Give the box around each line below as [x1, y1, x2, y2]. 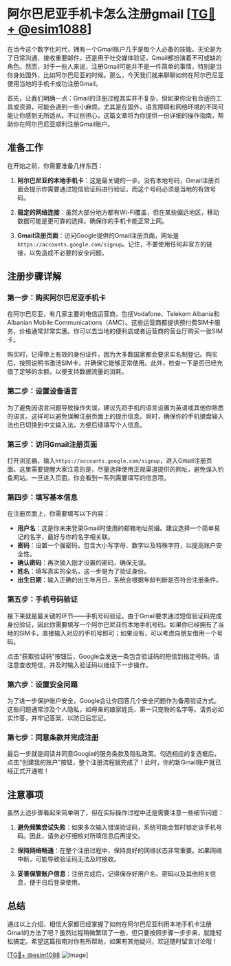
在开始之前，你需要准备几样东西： [7, 161, 104, 169]
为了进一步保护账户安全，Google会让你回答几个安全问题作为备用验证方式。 [7, 696, 221, 704]
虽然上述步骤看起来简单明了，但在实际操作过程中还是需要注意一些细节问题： [7, 808, 224, 817]
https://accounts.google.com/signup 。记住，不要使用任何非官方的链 [16, 240, 213, 248]
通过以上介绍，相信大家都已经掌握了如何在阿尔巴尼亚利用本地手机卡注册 [7, 920, 212, 928]
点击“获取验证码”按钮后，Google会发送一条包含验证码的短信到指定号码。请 [7, 652, 220, 660]
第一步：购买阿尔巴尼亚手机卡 [7, 293, 107, 303]
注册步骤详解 [7, 271, 62, 282]
